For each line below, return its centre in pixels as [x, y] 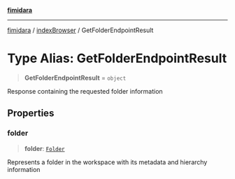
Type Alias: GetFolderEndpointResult [117, 58]
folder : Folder [44, 148]
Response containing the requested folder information [85, 91]
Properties [31, 114]
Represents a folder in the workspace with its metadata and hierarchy [107, 162]
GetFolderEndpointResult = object [75, 78]
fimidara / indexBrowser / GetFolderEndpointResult [80, 30]
